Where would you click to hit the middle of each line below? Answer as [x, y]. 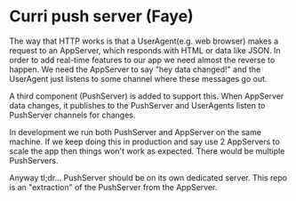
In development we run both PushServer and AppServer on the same [136, 132]
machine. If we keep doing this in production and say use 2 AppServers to [144, 141]
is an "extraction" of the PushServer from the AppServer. [113, 187]
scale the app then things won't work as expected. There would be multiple [147, 151]
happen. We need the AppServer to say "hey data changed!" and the [135, 69]
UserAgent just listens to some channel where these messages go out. [138, 78]
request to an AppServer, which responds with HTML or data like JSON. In [145, 50]
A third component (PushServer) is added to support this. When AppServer [147, 96]
